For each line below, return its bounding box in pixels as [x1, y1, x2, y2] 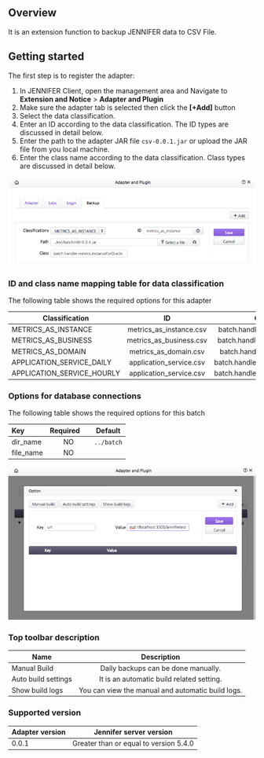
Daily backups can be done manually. [100, 664, 222, 673]
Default [95, 426, 121, 435]
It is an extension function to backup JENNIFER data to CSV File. [8, 27, 218, 36]
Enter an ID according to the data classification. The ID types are [19, 119, 229, 129]
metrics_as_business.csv [126, 335, 208, 345]
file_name [11, 448, 43, 458]
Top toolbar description [8, 632, 100, 643]
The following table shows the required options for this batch [8, 408, 206, 418]
